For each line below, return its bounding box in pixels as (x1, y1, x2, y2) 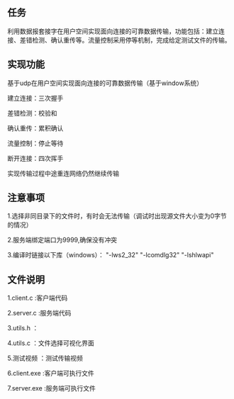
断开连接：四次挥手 (7, 154, 64, 162)
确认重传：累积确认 (7, 123, 64, 133)
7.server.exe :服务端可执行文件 (7, 384, 96, 393)
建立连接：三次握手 (7, 94, 64, 102)
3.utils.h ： (7, 324, 39, 332)
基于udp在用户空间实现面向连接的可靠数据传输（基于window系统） (7, 79, 204, 87)
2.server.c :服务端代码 (7, 309, 72, 317)
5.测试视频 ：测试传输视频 (7, 354, 83, 363)
